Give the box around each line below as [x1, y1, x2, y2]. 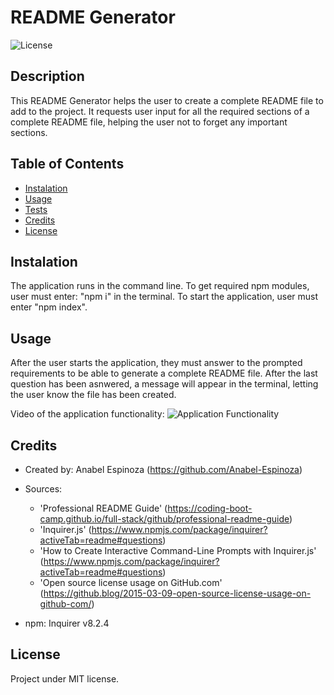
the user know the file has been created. [10, 389, 177, 401]
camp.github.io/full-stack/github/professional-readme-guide [39, 513, 290, 525]
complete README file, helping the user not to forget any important [10, 116, 288, 128]
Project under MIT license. [10, 672, 120, 685]
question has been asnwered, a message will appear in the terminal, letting [10, 378, 319, 390]
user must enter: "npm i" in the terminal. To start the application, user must [10, 291, 319, 303]
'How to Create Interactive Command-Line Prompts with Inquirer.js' [39, 545, 317, 556]
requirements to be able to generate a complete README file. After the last [10, 367, 318, 380]
